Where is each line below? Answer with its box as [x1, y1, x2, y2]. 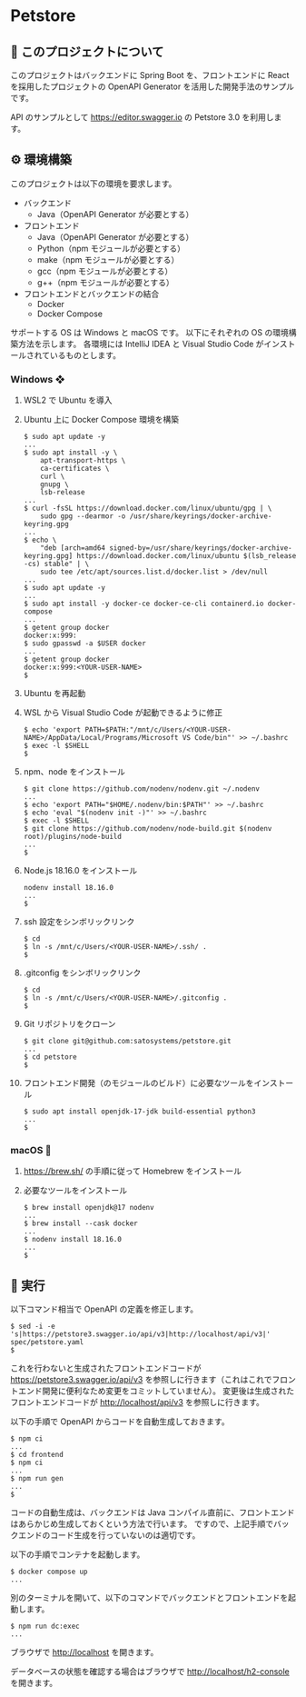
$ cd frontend [10, 1451, 64, 1460]
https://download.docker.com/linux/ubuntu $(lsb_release [76, 552, 297, 561]
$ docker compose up [10, 1567, 89, 1577]
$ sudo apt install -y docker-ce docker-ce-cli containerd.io [23, 599, 264, 609]
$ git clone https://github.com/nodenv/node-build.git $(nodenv [23, 824, 272, 834]
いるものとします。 [49, 349, 122, 360]
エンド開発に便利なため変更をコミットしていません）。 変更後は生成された [17, 1385, 295, 1396]
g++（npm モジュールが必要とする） [36, 276, 175, 287]
